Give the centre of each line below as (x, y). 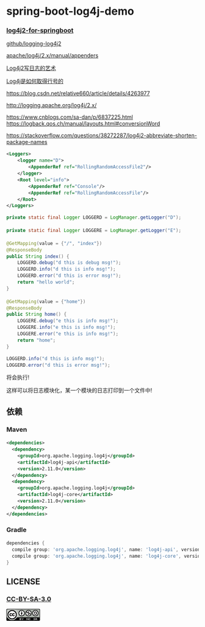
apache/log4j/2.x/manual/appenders (52, 56)
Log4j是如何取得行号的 (35, 81)
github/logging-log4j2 (34, 43)
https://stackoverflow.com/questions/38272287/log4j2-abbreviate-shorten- (102, 135)
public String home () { (37, 314)
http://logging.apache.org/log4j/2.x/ (52, 105)
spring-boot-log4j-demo (70, 11)
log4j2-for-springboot (40, 31)
